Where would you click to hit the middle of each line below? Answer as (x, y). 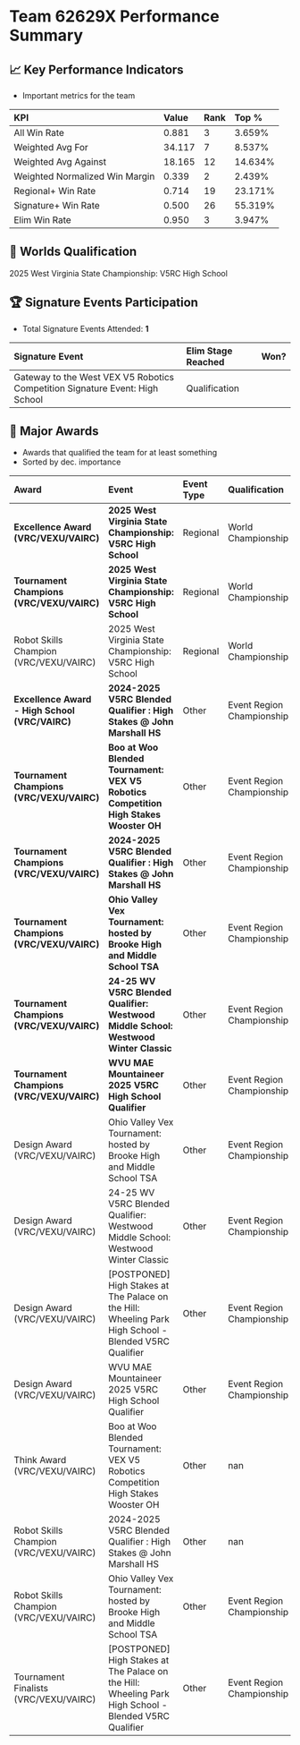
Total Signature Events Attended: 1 (85, 328)
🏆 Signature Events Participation (104, 303)
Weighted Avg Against (60, 162)
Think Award (40, 1460)
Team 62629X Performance (115, 17)
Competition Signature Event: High (86, 388)
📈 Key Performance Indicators (97, 69)
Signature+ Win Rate (57, 205)
